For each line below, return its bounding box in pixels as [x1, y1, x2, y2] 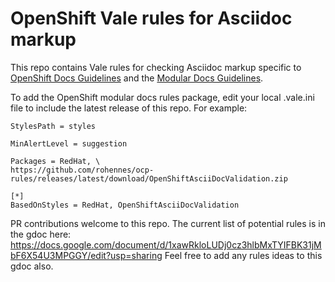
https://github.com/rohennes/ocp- [10, 165, 155, 175]
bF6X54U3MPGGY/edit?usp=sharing [10, 249, 163, 261]
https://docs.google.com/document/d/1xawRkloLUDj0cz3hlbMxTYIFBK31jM [10, 238, 322, 251]
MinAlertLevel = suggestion [10, 138, 128, 149]
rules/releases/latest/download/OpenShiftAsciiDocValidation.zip [10, 173, 288, 184]
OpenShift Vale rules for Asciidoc [10, 7, 293, 30]
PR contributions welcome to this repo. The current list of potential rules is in [10, 217, 326, 229]
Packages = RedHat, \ [10, 156, 101, 166]
